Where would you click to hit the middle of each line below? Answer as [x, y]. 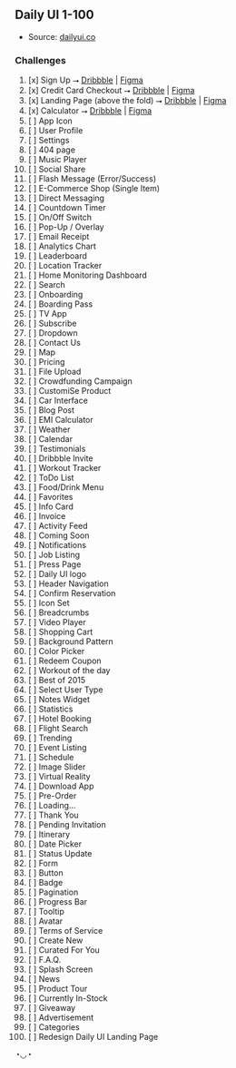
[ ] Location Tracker [65, 266]
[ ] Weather [49, 429]
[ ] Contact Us [54, 343]
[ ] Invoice [47, 516]
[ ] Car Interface [58, 401]
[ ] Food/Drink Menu [66, 487]
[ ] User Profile [55, 131]
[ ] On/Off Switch [59, 218]
